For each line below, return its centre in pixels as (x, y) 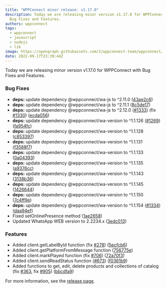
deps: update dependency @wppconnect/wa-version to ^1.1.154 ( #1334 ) (86, 205)
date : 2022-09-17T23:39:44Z (34, 56)
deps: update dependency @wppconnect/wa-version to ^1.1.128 (78, 131)
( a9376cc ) (23, 168)
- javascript (23, 38)
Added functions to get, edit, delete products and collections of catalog (85, 266)
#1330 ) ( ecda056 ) (31, 115)
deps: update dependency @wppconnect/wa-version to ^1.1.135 (78, 163)
